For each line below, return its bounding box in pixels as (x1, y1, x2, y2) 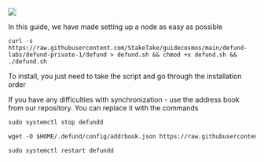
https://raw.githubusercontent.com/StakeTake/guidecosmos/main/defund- (8, 44, 247, 52)
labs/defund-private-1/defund (8, 51, 108, 59)
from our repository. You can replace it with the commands (8, 103, 199, 113)
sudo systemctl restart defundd (8, 146, 114, 154)
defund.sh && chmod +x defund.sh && (116, 51, 237, 59)
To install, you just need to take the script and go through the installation (8, 71, 242, 81)
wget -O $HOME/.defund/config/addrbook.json (8, 132, 156, 140)
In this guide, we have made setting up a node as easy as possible (8, 22, 223, 31)
